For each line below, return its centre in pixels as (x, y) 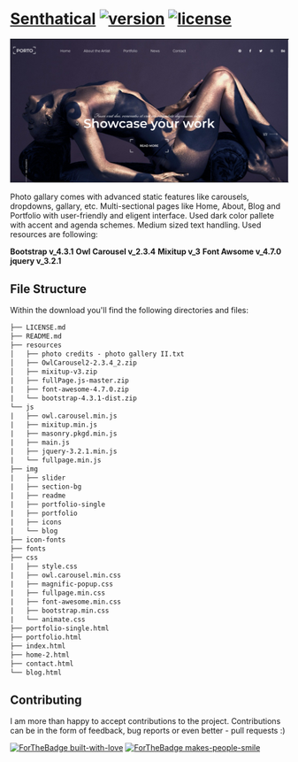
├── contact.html (42, 664)
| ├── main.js (40, 443)
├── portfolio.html (46, 637)
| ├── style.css (44, 566)
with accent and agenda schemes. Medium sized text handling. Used (136, 225)
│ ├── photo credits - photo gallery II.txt (97, 354)
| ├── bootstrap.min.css (60, 611)
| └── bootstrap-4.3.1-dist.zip (74, 398)
